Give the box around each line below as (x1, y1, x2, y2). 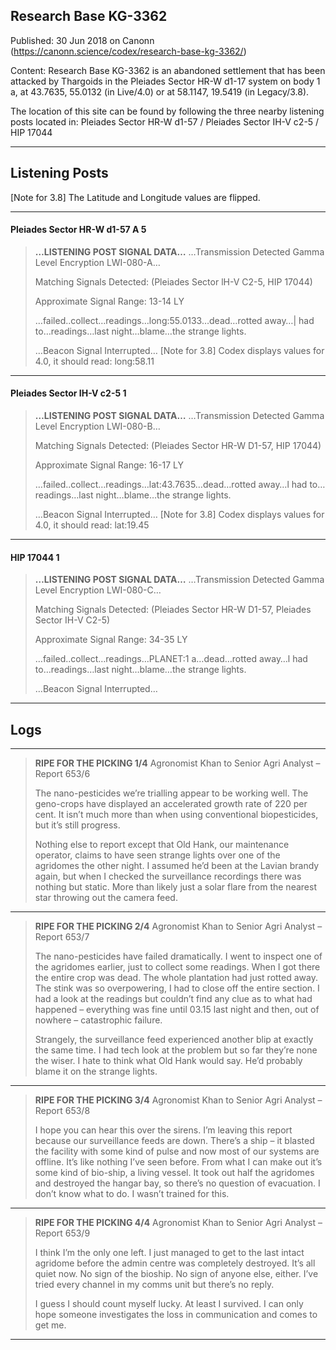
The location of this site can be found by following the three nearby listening (10, 105, 325, 117)
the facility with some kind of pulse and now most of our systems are (34, 1145, 320, 1158)
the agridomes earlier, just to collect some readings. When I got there (34, 961, 321, 973)
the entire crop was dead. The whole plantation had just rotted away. (34, 972, 318, 984)
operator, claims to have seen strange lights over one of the (34, 849, 281, 861)
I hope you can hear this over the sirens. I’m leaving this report (34, 1124, 293, 1136)
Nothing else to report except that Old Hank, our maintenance (34, 839, 290, 851)
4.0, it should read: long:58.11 (34, 355, 155, 367)
